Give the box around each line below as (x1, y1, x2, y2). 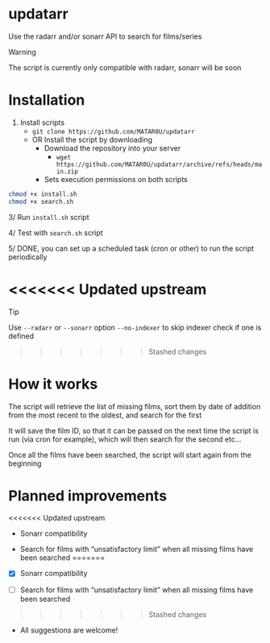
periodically (8, 251, 48, 262)
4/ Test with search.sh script (8, 227, 103, 238)
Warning (8, 47, 36, 56)
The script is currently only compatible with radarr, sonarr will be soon (8, 62, 242, 73)
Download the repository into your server (44, 143, 181, 153)
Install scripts (19, 118, 65, 127)
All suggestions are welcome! (19, 625, 118, 635)
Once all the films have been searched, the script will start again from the (8, 450, 251, 459)
